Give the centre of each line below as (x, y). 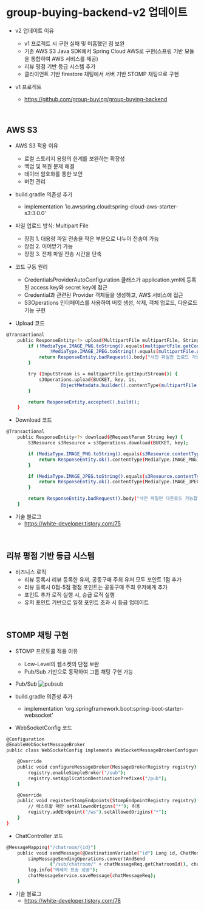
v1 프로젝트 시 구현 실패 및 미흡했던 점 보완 (74, 43)
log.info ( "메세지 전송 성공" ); (63, 870)
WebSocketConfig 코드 (43, 727)
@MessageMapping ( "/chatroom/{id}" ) (51, 847)
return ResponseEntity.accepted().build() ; (84, 402)
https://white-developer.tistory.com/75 (73, 523)
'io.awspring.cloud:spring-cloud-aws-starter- (121, 206)
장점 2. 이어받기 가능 (49, 246)
